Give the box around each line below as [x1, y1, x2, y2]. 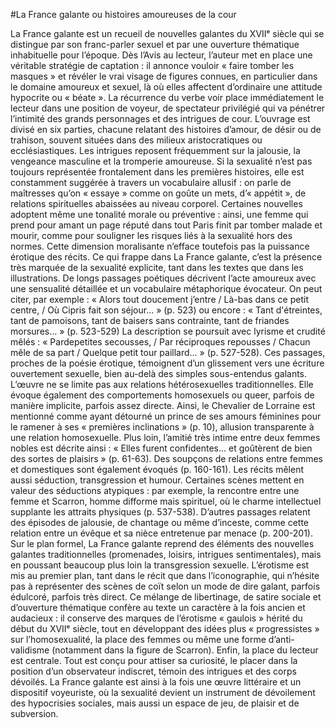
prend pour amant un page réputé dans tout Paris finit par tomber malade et [10, 219, 323, 231]
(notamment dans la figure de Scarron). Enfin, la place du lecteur [51, 644, 319, 656]
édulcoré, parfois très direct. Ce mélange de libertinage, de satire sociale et [10, 591, 322, 603]
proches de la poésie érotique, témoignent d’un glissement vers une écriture [10, 357, 325, 369]
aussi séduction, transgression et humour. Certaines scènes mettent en [10, 474, 305, 486]
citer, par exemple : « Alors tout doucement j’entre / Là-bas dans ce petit [10, 294, 309, 305]
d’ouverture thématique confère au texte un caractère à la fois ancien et [10, 602, 306, 613]
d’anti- [268, 634, 295, 645]
